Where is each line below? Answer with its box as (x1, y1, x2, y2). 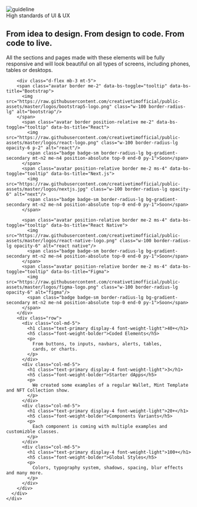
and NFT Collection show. (6, 387, 70, 393)
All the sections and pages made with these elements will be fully (6, 54, 165, 61)
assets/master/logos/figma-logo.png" (6, 284, 99, 290)
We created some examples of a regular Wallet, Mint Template (32, 382, 189, 388)
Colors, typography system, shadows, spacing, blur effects (32, 465, 183, 470)
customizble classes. (6, 429, 60, 434)
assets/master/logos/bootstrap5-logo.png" (6, 103, 112, 110)
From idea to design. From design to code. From (6, 29, 185, 39)
